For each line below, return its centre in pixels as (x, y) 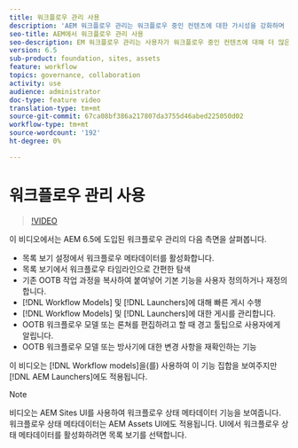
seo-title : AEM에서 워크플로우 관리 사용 (77, 34)
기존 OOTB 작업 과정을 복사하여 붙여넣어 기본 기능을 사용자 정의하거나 (143, 279)
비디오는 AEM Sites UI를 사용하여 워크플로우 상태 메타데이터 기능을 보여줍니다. (145, 413)
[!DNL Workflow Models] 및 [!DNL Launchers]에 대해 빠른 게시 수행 (141, 302)
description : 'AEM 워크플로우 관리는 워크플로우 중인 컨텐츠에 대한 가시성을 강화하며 (147, 26)
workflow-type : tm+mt (49, 125)
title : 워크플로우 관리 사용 (55, 17)
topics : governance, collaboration (75, 75)
